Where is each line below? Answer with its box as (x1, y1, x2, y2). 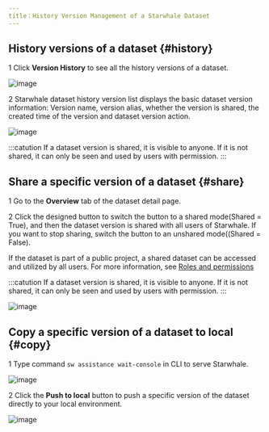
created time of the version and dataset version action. (8, 111, 191, 121)
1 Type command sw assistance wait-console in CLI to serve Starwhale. (8, 359, 249, 369)
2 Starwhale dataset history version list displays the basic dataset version (8, 94, 253, 104)
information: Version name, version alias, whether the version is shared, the (8, 103, 260, 113)
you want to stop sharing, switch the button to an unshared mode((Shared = (8, 229, 261, 239)
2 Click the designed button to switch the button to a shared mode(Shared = (8, 212, 263, 222)
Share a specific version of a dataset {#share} (8, 174, 245, 188)
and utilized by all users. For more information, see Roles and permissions (8, 262, 254, 271)
